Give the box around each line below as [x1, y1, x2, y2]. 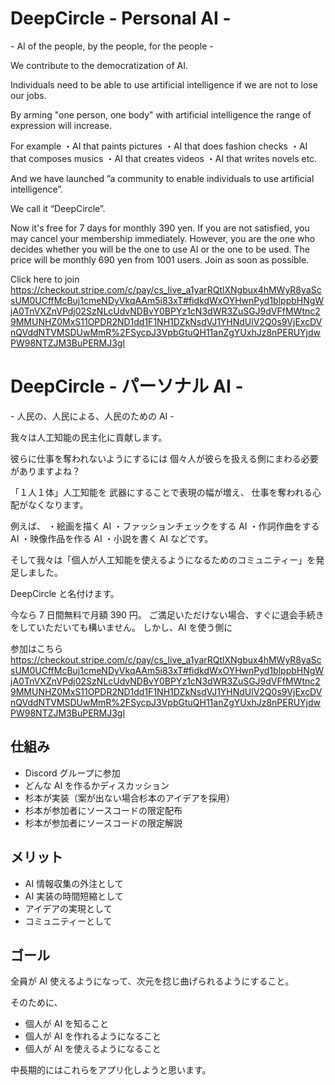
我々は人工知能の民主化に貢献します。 [10, 431, 168, 443]
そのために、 [10, 997, 63, 1009]
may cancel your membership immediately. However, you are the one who [10, 232, 316, 244]
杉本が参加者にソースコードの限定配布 [24, 804, 183, 816]
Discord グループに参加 [24, 767, 121, 779]
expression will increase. [10, 119, 113, 131]
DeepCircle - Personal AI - [10, 7, 232, 30]
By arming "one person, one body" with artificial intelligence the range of [10, 108, 312, 121]
